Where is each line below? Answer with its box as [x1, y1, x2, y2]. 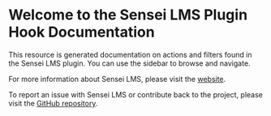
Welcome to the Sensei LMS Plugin [8, 6, 248, 24]
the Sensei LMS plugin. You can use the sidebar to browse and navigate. [8, 58, 251, 68]
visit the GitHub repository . [8, 98, 98, 108]
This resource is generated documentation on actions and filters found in [8, 49, 252, 59]
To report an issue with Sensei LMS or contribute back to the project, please [8, 89, 264, 99]
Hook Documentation [8, 23, 156, 41]
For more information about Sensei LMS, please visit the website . [8, 74, 226, 84]
